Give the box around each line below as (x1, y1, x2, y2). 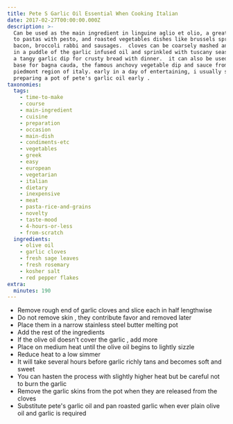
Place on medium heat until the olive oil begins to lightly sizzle (17, 343, 195, 351)
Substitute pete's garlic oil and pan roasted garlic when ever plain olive (17, 402, 221, 410)
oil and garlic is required (17, 409, 87, 418)
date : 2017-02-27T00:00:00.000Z (7, 17, 101, 24)
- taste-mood (19, 216, 58, 223)
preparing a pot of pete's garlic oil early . (13, 74, 150, 82)
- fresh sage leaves (19, 255, 79, 262)
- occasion (19, 126, 51, 133)
